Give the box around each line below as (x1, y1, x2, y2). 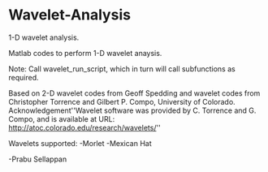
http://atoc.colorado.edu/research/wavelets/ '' (8, 123, 161, 132)
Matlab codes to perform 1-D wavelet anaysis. (8, 48, 162, 58)
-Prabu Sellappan (8, 154, 67, 164)
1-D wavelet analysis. (8, 32, 80, 42)
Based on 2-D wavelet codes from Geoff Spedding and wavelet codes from (8, 88, 261, 98)
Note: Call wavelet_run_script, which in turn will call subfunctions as (8, 63, 236, 74)
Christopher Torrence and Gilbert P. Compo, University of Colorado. (8, 97, 236, 106)
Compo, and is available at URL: (8, 114, 115, 123)
